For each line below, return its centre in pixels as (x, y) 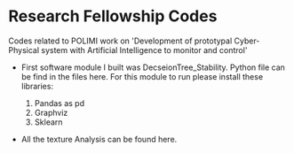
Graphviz (51, 112)
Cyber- (247, 41)
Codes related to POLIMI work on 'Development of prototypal (120, 41)
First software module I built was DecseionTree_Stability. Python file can (153, 67)
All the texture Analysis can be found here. (99, 139)
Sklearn (48, 122)
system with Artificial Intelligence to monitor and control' (144, 50)
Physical (24, 50)
